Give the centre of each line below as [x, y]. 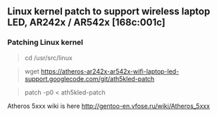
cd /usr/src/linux [48, 57]
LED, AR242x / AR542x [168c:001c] [86, 23]
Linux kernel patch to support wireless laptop [109, 12]
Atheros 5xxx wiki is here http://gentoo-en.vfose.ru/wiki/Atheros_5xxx [108, 106]
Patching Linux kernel [45, 43]
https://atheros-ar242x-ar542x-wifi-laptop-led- [110, 71]
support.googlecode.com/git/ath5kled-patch [89, 78]
